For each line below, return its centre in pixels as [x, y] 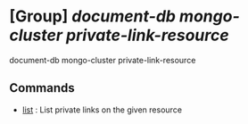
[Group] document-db [93, 17]
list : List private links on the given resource [102, 110]
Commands [42, 88]
